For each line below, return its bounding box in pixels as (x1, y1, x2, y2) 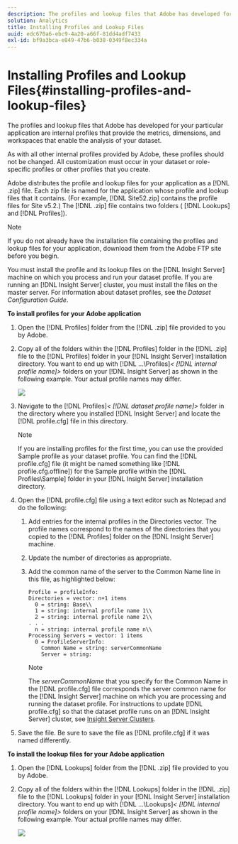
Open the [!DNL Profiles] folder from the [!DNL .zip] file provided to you (17, 323, 226, 332)
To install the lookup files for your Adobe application (7, 750, 165, 759)
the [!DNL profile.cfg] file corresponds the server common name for (28, 685, 227, 693)
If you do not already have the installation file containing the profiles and (7, 237, 218, 245)
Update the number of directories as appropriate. (28, 553, 172, 562)
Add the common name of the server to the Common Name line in (28, 568, 221, 576)
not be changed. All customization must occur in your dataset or (7, 158, 195, 166)
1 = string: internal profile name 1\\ (34, 607, 152, 615)
